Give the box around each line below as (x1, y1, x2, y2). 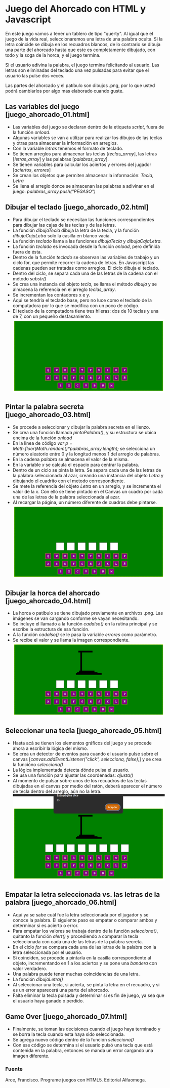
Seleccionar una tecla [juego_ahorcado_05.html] (5, 727, 162, 735)
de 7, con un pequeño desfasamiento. (12, 313, 92, 319)
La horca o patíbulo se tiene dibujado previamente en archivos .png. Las (12, 610, 163, 616)
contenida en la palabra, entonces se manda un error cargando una (12, 1047, 153, 1053)
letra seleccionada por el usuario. (12, 949, 82, 955)
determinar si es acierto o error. (12, 922, 79, 929)
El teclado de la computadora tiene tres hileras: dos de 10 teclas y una (12, 308, 159, 314)
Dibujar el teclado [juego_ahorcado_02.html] (5, 203, 149, 212)
